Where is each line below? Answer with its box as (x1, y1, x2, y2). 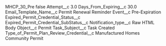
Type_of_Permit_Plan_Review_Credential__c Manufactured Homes (5, 30, 140, 36)
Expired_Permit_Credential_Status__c (5, 14, 81, 20)
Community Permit (5, 36, 44, 41)
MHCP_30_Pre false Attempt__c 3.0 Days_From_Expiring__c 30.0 (5, 4, 137, 9)
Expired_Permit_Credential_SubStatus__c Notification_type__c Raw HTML (5, 20, 155, 25)
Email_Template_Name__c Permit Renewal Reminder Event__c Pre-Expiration (5, 9, 162, 15)
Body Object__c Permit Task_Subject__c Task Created (5, 25, 115, 31)
